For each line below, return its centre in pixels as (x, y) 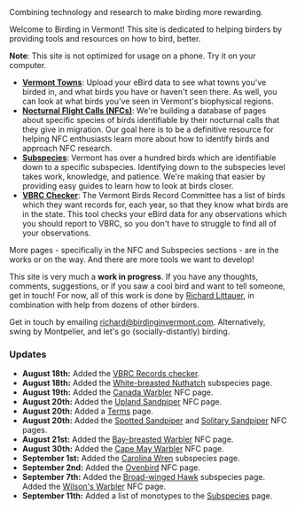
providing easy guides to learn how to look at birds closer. (128, 186)
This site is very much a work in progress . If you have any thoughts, (134, 277)
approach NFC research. (67, 148)
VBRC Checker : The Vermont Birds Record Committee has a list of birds (153, 195)
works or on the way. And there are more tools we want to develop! (132, 259)
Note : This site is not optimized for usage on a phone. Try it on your (133, 56)
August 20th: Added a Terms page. (87, 411)
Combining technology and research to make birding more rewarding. (136, 12)
